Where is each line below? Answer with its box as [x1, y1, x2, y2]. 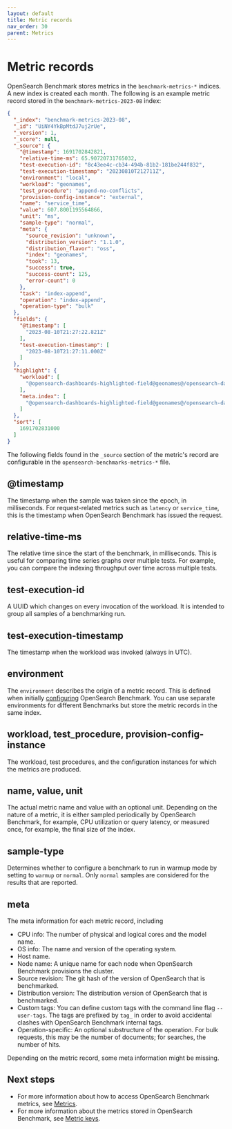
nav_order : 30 [7, 23, 48, 30]
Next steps [7, 1074, 55, 1085]
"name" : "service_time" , [19, 200, 91, 207]
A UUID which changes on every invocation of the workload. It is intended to [7, 602, 225, 610]
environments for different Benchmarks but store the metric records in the [7, 701, 217, 709]
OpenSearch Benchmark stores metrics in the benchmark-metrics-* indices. [7, 82, 221, 91]
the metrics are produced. [7, 765, 81, 773]
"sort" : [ [13, 419, 41, 426]
